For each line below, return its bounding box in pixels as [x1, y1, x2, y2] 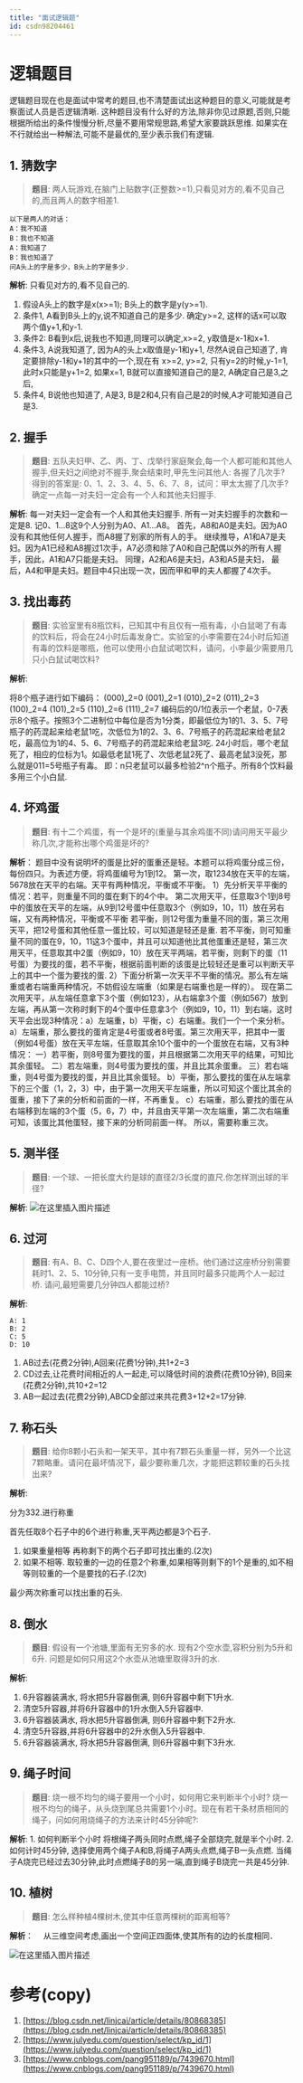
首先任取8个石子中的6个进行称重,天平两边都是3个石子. [9, 1526, 212, 1538]
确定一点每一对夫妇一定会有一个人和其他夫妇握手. [31, 489, 217, 500]
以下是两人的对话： [9, 214, 71, 224]
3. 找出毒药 [9, 594, 71, 610]
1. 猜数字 [9, 157, 57, 173]
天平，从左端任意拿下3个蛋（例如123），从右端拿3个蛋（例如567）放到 [24, 992, 289, 1003]
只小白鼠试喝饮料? [31, 653, 99, 665]
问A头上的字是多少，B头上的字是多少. [9, 263, 129, 272]
